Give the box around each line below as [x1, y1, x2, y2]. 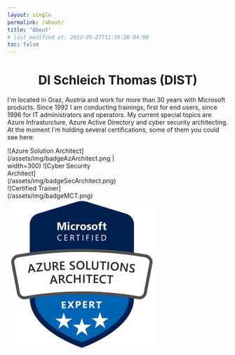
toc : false [7, 41, 39, 49]
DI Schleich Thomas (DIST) [38, 73, 198, 88]
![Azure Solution [7, 147, 54, 155]
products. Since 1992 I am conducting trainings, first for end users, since [7, 103, 217, 112]
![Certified [7, 184, 37, 193]
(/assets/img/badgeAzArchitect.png [7, 154, 111, 163]
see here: [7, 133, 35, 142]
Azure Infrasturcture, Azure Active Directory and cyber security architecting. [7, 118, 228, 127]
